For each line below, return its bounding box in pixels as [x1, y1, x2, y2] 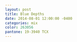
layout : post [5, 7, 31, 12]
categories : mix [5, 20, 38, 26]
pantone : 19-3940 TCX [5, 29, 49, 34]
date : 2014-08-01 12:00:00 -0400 [5, 16, 73, 21]
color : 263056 [5, 25, 34, 30]
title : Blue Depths [5, 12, 45, 16]
